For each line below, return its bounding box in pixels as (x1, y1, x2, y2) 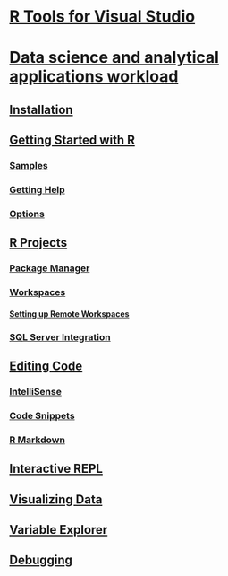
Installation (9, 101, 73, 118)
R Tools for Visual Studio (9, 6, 196, 27)
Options (9, 207, 45, 220)
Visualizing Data (9, 492, 103, 507)
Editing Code (9, 359, 83, 374)
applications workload (9, 66, 179, 87)
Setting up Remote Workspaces (9, 308, 130, 319)
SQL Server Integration (9, 330, 111, 343)
